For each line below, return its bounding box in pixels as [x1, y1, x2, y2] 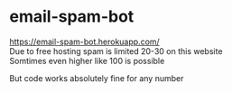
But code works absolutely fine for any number [9, 72, 184, 83]
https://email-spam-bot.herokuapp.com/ [9, 36, 160, 47]
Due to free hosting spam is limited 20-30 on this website [9, 45, 223, 56]
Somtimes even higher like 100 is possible [9, 55, 165, 66]
